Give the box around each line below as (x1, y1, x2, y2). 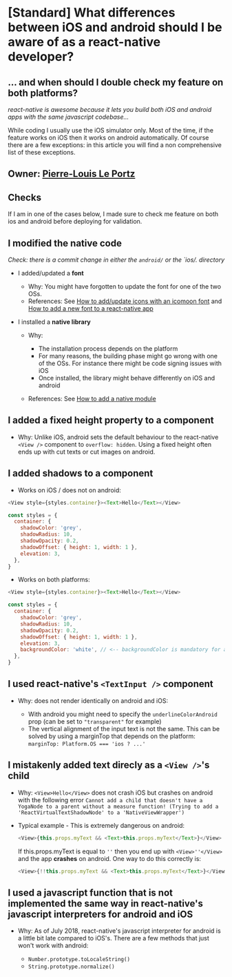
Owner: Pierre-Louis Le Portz (8, 168, 136, 180)
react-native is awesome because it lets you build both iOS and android (8, 106, 212, 113)
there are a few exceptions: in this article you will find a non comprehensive (8, 141, 222, 149)
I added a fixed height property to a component (8, 414, 214, 426)
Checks (8, 191, 42, 203)
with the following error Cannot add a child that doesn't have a (17, 795, 203, 804)
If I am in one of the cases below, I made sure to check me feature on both (8, 210, 219, 218)
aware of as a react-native (8, 35, 161, 50)
